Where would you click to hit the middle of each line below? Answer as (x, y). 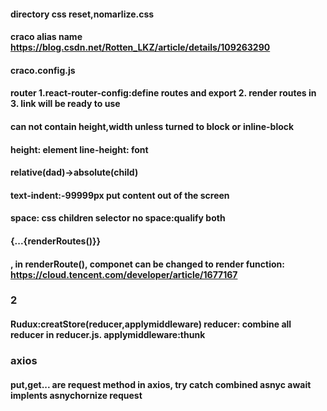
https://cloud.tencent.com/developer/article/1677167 (124, 274)
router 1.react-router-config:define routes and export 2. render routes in (163, 93)
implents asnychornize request (76, 395)
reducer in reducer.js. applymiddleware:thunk (108, 335)
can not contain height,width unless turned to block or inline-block (152, 126)
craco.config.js (43, 70)
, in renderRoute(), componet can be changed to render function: (147, 264)
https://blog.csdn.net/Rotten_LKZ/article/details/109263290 (140, 47)
